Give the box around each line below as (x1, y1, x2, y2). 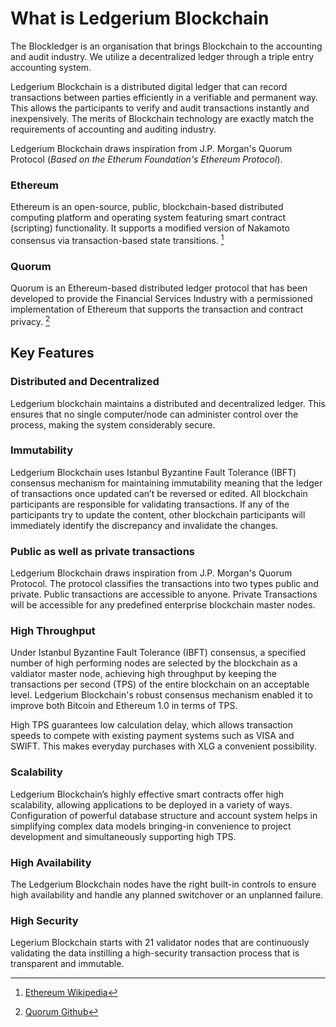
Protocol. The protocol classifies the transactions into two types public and (10, 578, 319, 590)
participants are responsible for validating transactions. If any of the (10, 498, 290, 510)
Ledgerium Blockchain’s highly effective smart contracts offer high (10, 788, 284, 800)
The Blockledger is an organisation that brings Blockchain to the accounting (10, 40, 323, 52)
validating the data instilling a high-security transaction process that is (10, 947, 300, 959)
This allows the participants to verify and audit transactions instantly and (10, 102, 310, 114)
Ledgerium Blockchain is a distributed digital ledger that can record (10, 80, 288, 92)
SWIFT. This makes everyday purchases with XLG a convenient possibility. (10, 740, 317, 752)
